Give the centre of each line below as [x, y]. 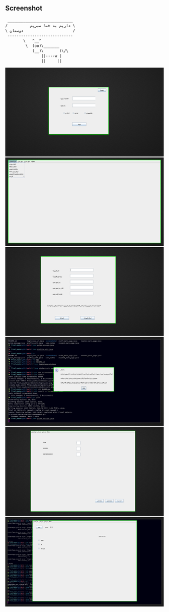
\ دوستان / [40, 31]
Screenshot [24, 8]
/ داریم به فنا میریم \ [40, 25]
